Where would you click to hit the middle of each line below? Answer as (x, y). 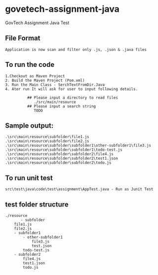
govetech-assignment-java (62, 9)
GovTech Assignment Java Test (37, 23)
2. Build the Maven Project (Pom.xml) (45, 80)
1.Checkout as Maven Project (35, 76)
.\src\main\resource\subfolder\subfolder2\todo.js (58, 163)
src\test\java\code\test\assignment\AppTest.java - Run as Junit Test (79, 189)
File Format (23, 38)
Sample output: (29, 125)
